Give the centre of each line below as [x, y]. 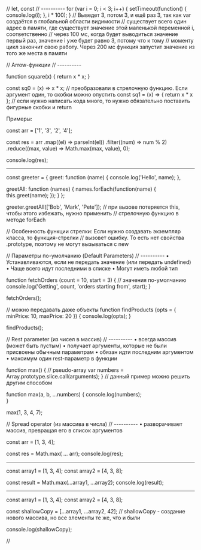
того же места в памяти [37, 53]
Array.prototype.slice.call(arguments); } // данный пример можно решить [98, 376]
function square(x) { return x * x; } [48, 76]
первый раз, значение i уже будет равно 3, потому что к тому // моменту [100, 40]
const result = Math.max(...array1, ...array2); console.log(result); [85, 483]
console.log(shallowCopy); [39, 529]
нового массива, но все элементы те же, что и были [73, 518]
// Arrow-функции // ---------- [44, 65]
